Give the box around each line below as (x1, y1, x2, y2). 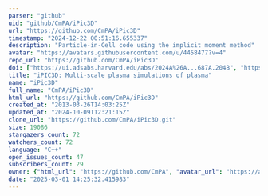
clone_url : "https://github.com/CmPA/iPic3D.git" (8, 116, 177, 124)
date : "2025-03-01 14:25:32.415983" (8, 175, 130, 184)
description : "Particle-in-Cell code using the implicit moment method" (8, 42, 255, 50)
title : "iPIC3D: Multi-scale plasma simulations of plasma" (8, 71, 213, 79)
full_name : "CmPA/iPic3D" (8, 86, 94, 94)
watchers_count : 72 (8, 138, 73, 146)
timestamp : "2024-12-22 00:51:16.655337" (8, 34, 148, 42)
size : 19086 (8, 123, 48, 131)
